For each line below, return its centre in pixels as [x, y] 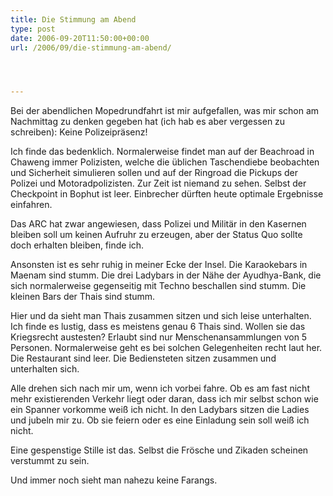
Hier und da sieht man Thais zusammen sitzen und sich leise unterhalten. [161, 316]
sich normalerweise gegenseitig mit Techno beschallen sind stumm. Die [158, 286]
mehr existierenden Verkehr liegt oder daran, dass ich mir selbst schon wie [164, 399]
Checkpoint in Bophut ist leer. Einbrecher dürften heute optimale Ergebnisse [167, 194]
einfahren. [31, 205]
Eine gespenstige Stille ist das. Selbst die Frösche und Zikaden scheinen [159, 450]
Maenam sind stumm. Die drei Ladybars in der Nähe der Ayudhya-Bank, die [166, 275]
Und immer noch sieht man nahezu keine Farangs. [114, 480]
